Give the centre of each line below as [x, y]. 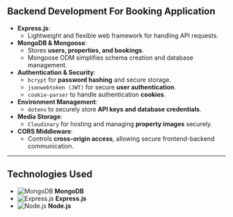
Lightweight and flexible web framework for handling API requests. [123, 35]
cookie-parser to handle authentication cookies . [97, 94]
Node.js [60, 206]
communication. [51, 146]
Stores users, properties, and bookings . [86, 50]
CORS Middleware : [45, 131]
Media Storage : [40, 116]
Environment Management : [58, 102]
